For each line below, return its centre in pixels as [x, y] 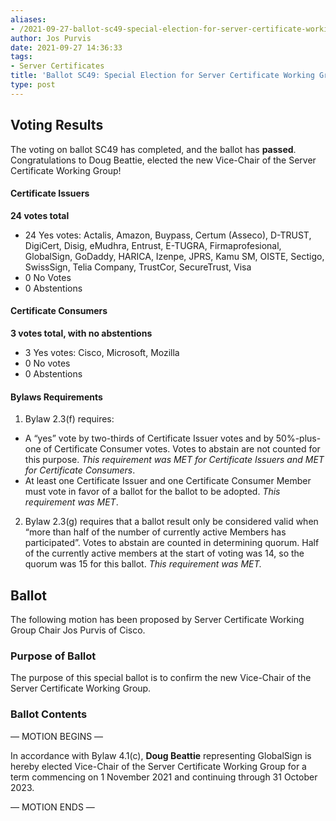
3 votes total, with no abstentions [81, 333]
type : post [33, 85]
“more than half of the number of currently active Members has [155, 532]
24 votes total [40, 215]
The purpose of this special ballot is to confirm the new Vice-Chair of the [161, 678]
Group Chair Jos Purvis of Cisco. [78, 630]
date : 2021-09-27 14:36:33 [66, 47]
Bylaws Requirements [56, 397]
